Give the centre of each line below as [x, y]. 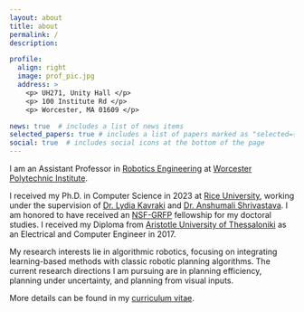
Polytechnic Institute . [49, 178]
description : [34, 43]
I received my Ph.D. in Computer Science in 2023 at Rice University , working [152, 196]
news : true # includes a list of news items [96, 126]
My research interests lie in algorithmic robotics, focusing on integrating [143, 251]
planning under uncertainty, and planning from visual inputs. [121, 280]
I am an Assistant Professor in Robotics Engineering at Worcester [131, 169]
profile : [26, 60]
